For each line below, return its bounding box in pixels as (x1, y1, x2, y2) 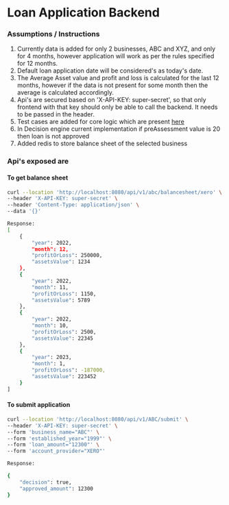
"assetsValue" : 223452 (32, 373, 97, 380)
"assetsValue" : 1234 (32, 258, 91, 265)
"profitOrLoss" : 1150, (32, 290, 97, 297)
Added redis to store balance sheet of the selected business (16, 139, 188, 148)
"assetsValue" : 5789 (32, 297, 91, 304)
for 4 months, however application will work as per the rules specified (16, 52, 215, 60)
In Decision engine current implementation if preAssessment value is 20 (16, 125, 221, 133)
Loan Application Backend (7, 5, 160, 21)
